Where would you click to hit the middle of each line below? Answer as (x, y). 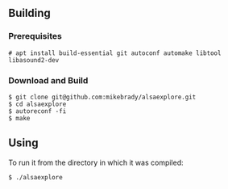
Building (29, 13)
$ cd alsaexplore (37, 104)
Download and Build (48, 80)
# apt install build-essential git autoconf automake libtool (115, 53)
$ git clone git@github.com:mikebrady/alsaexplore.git (102, 97)
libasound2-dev (34, 60)
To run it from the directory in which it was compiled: (96, 162)
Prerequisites (35, 36)
